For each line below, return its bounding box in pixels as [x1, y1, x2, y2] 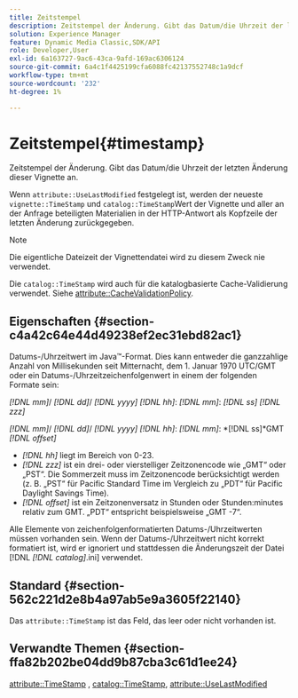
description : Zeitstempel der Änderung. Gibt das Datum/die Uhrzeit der [9, 21, 284, 30]
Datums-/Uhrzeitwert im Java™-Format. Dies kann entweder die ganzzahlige [9, 352, 288, 362]
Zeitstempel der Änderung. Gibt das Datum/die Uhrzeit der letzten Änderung [9, 163, 288, 173]
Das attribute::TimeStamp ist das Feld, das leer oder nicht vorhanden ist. [9, 615, 277, 626]
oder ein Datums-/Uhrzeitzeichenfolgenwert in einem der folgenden [9, 370, 257, 381]
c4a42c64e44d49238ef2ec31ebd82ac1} [9, 328, 242, 343]
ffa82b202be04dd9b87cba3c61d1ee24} [9, 654, 238, 670]
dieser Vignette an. [9, 172, 79, 183]
